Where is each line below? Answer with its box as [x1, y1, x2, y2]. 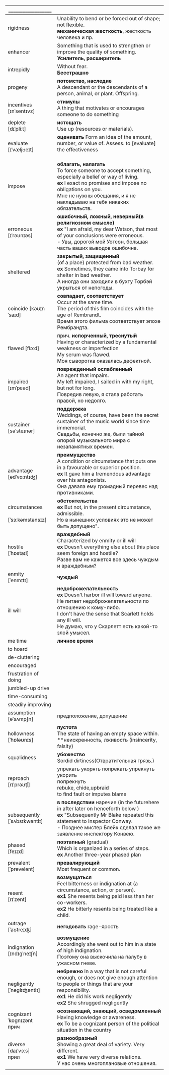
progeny [8, 84, 28, 90]
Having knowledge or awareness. [57, 1014, 136, 1021]
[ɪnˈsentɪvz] [8, 108, 35, 115]
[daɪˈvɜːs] [8, 1047, 30, 1054]
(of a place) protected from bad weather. [57, 259, 154, 266]
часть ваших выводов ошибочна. [57, 245, 138, 251]
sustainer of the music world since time [57, 418, 150, 425]
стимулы [57, 98, 80, 105]
